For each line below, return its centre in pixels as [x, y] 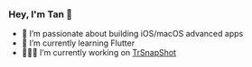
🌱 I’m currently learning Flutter [78, 43]
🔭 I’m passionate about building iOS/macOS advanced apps [132, 34]
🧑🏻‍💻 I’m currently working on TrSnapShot [99, 53]
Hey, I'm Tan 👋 [41, 14]
